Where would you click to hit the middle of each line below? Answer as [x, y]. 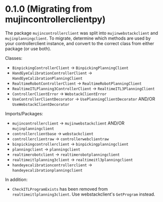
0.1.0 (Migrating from [49, 9]
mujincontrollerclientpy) [55, 19]
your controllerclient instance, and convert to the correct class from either [80, 43]
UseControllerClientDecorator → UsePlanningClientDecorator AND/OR [84, 99]
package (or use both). [28, 49]
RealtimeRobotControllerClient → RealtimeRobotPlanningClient [77, 83]
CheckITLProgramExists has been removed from [60, 189]
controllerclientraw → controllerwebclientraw [60, 139]
